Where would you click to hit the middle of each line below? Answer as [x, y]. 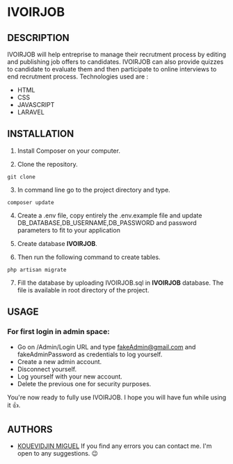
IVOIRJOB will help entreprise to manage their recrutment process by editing [117, 54]
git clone [22, 177]
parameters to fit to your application [69, 230]
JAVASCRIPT [36, 105]
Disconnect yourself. [47, 369]
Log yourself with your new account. [70, 376]
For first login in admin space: [58, 332]
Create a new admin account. [59, 361]
